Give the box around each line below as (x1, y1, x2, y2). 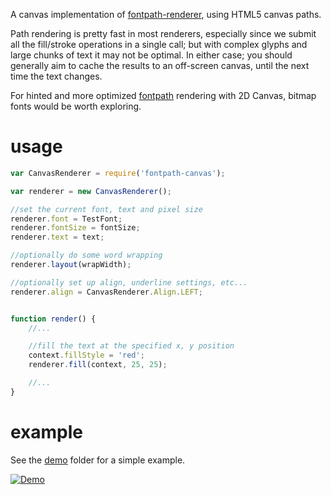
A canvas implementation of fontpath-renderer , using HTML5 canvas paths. (10, 9, 322, 20)
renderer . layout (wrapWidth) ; (10, 260, 132, 270)
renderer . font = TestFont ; (10, 214, 123, 224)
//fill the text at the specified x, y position (28, 341, 235, 351)
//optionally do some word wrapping (10, 250, 163, 261)
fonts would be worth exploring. (10, 100, 142, 112)
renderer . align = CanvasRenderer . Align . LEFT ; (10, 287, 203, 297)
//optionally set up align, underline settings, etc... (10, 277, 248, 288)
